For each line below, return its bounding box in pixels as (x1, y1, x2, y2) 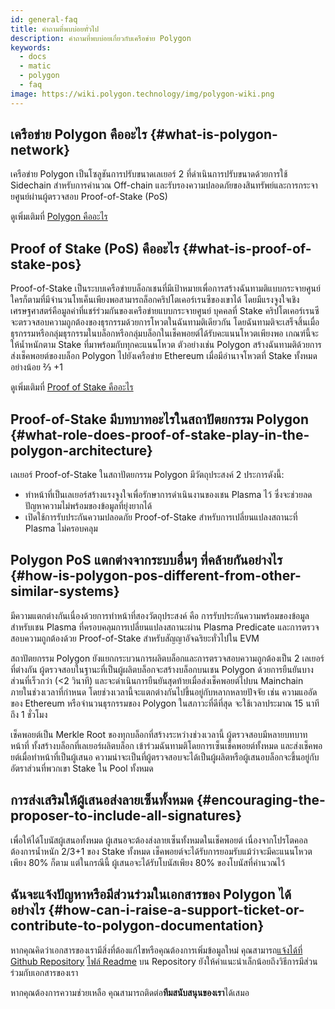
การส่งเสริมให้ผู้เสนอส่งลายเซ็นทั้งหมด (10, 792, 194, 809)
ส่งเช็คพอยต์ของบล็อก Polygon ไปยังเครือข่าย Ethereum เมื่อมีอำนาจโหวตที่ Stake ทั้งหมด (10, 350, 318, 362)
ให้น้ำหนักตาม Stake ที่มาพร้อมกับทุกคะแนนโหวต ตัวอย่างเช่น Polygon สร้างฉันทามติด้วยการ (10, 339, 322, 351)
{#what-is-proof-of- (182, 240, 312, 257)
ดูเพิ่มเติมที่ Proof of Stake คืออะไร (10, 381, 134, 393)
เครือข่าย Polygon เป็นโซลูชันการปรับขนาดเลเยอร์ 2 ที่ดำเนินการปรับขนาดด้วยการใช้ (10, 168, 288, 180)
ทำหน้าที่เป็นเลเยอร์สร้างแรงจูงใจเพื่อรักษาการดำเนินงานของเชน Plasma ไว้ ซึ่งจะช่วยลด (24, 489, 313, 501)
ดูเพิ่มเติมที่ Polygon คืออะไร (10, 211, 108, 223)
